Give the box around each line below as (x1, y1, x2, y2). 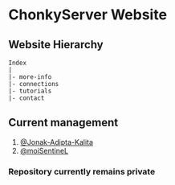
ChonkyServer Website (8, 6, 167, 24)
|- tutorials (8, 87, 52, 95)
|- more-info (8, 73, 52, 81)
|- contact (8, 94, 45, 102)
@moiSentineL (19, 146, 69, 155)
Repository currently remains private (8, 166, 156, 177)
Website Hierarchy (8, 38, 104, 51)
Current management (8, 116, 119, 129)
